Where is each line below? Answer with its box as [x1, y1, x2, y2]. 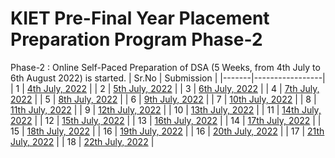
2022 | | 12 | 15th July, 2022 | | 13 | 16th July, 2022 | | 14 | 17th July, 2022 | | [10, 114, 322, 126]
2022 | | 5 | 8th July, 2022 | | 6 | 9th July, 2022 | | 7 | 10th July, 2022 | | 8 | [10, 93, 317, 105]
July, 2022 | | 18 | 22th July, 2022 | [10, 135, 155, 147]
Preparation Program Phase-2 [10, 28, 263, 51]
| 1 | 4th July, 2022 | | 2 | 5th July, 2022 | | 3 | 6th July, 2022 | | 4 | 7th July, [10, 82, 320, 94]
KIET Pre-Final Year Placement [10, 7, 270, 30]
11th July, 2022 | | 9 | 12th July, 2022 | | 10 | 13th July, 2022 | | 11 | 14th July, [10, 103, 322, 116]
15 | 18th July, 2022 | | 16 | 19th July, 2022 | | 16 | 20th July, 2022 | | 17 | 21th [10, 125, 325, 137]
